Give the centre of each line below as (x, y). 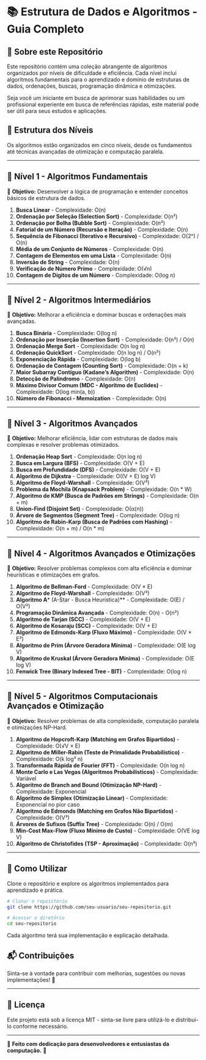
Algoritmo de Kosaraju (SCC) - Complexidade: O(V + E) (86, 626)
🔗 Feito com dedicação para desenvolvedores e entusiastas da (88, 1043)
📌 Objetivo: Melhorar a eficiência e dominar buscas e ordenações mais (97, 315)
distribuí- (187, 1019)
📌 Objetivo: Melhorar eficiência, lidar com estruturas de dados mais (92, 438)
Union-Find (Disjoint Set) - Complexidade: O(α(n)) (80, 509)
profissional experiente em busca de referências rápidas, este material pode (103, 104)
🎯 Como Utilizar (37, 869)
